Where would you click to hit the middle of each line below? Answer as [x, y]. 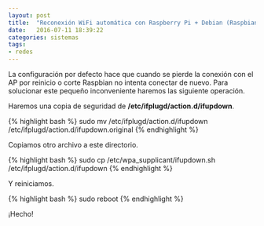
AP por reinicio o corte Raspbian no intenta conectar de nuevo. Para [118, 82]
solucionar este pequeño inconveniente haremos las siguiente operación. [126, 91]
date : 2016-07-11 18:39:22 [56, 30]
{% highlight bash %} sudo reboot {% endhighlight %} [96, 199]
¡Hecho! [21, 214]
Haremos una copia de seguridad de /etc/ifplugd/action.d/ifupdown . [121, 106]
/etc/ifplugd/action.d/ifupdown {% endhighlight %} [90, 168]
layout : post [29, 15]
